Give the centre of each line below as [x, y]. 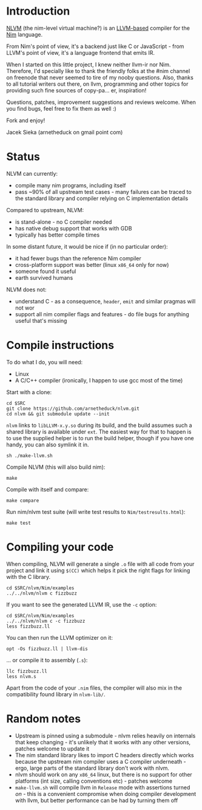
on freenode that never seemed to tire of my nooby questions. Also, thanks [100, 77]
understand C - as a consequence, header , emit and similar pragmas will [105, 301]
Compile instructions [60, 345]
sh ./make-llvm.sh [29, 455]
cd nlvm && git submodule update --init [58, 414]
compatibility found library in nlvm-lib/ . [56, 694]
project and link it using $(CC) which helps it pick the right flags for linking [98, 570]
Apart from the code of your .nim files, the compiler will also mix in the [94, 688]
